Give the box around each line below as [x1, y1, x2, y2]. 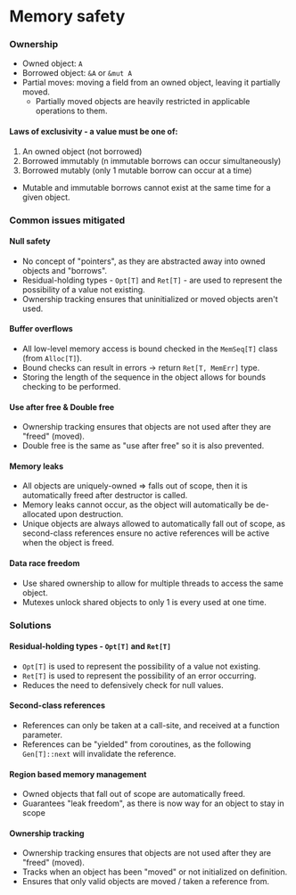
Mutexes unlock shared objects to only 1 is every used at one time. [21, 596, 267, 607]
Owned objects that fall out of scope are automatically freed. [21, 789, 246, 800]
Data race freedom [9, 558, 80, 569]
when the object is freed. [21, 538, 114, 548]
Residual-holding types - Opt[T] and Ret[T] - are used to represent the [21, 275, 283, 285]
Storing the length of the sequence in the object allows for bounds [21, 372, 266, 382]
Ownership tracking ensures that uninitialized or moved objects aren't [21, 293, 278, 304]
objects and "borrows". [21, 265, 108, 275]
